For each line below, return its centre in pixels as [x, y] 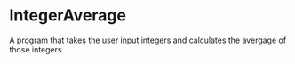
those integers [36, 49]
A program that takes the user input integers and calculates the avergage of [148, 40]
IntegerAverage [68, 16]
